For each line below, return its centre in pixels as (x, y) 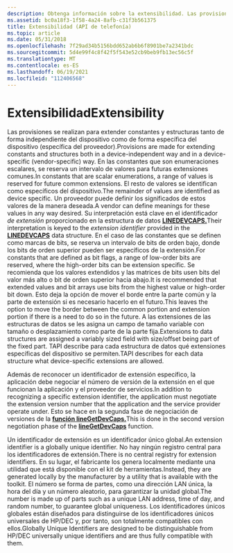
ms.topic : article (34, 33)
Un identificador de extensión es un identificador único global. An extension (115, 440)
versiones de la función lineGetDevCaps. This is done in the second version (116, 419)
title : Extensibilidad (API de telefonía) (69, 26)
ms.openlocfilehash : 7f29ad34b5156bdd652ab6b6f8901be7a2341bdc (101, 46)
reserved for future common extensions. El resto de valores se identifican (112, 184)
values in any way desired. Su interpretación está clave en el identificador (113, 214)
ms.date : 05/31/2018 (37, 40)
